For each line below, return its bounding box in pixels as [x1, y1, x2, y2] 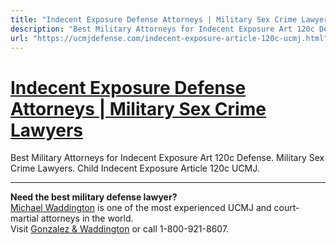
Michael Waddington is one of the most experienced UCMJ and [10, 202, 272, 214]
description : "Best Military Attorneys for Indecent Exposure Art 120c [10, 24, 315, 34]
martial [10, 212, 39, 225]
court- [273, 202, 300, 214]
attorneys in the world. [40, 212, 134, 225]
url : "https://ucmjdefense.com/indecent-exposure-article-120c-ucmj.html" [10, 33, 329, 43]
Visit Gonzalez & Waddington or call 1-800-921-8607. [10, 223, 230, 235]
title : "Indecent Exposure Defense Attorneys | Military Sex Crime [10, 14, 298, 25]
